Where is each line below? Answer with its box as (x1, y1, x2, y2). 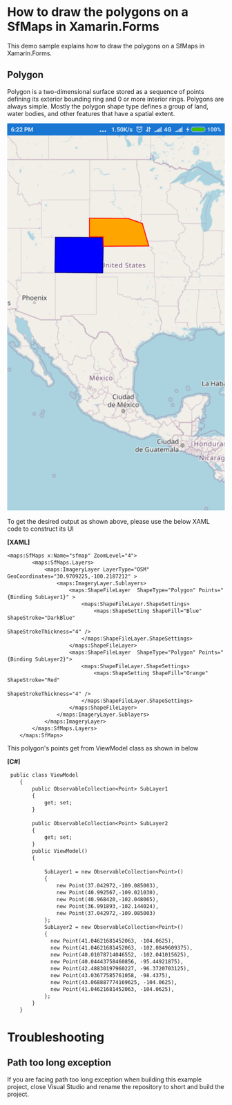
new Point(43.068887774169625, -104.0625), (50, 979, 177, 985)
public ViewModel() (32, 847, 88, 854)
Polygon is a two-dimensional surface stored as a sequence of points (7, 87, 205, 95)
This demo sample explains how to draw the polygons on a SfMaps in (7, 41, 205, 50)
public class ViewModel (10, 771, 79, 778)
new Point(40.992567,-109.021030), (56, 889, 159, 896)
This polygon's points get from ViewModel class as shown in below (7, 744, 199, 752)
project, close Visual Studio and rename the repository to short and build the (7, 1082, 224, 1090)
